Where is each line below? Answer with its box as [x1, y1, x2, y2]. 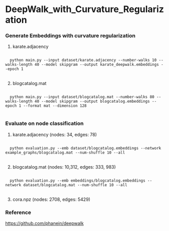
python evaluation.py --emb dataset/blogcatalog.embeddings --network [10, 145, 161, 150]
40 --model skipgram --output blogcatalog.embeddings [34, 99, 150, 104]
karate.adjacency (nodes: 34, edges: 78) [12, 131, 97, 137]
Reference [5, 209, 31, 216]
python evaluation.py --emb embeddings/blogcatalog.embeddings [10, 178, 145, 183]
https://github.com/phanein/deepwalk [5, 220, 84, 226]
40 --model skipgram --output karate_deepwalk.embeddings [34, 62, 159, 67]
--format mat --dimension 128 [23, 103, 87, 109]
